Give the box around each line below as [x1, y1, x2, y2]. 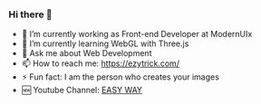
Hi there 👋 [8, 8, 53, 21]
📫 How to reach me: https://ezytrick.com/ [21, 58, 180, 69]
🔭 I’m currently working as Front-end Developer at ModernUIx [21, 29, 253, 40]
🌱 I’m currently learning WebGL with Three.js [21, 38, 189, 49]
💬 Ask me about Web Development [21, 48, 152, 59]
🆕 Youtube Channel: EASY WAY [21, 85, 142, 96]
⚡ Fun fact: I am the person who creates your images [21, 71, 219, 82]
